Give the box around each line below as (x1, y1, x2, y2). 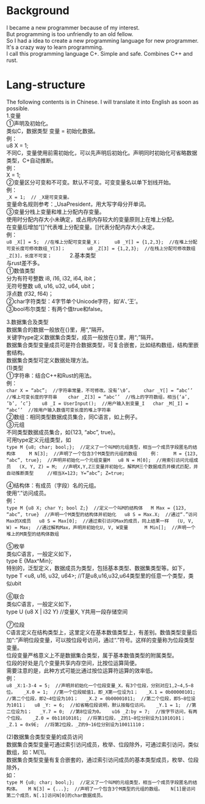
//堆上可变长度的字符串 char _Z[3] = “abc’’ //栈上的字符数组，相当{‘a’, (6, 394, 190, 400)
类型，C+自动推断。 (6, 157, 57, 164)
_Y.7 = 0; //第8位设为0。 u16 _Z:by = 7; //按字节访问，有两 (40, 708, 198, 715)
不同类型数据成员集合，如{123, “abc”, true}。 (6, 428, 119, 435)
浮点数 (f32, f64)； (6, 290, 54, 297)
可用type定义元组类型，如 (6, 436, 71, 443)
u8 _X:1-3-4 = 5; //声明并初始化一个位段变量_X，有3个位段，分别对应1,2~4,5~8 (6, 682, 194, 689)
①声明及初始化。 (6, 119, 52, 127)
